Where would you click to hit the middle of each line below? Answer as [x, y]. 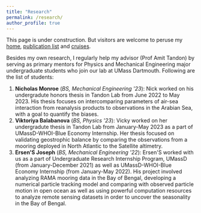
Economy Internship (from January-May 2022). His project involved [98, 172]
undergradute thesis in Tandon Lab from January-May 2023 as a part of [104, 127]
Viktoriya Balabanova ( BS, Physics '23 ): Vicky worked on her [91, 121]
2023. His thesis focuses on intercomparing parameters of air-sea [97, 101]
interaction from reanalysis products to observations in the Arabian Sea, [104, 108]
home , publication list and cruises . [49, 46]
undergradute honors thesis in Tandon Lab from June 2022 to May [97, 95]
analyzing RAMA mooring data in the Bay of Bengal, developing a [95, 178]
